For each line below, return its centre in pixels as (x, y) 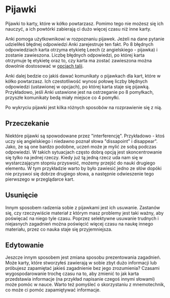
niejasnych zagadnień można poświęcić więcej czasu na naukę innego (79, 224)
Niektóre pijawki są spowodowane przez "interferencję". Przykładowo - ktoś (85, 136)
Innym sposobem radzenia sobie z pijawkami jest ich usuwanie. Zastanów (83, 207)
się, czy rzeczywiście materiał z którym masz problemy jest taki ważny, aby (84, 213)
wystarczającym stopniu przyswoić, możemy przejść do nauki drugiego (80, 163)
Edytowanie (25, 245)
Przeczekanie (27, 123)
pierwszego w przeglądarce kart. (40, 179)
